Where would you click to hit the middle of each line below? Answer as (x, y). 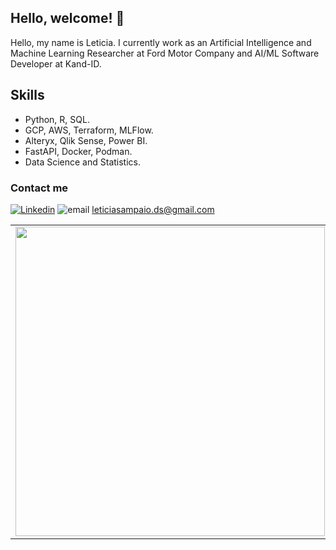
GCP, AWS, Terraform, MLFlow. (89, 130)
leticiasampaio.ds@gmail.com (153, 209)
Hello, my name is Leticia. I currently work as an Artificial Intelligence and (161, 42)
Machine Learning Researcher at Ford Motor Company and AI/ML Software (165, 53)
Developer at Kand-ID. (56, 63)
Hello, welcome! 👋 (67, 18)
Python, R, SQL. (57, 119)
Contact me (39, 188)
